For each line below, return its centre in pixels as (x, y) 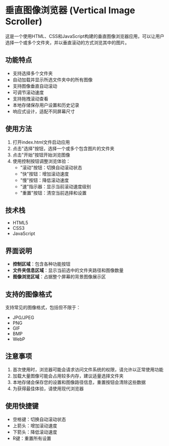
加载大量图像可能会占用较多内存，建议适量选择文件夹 (68, 375)
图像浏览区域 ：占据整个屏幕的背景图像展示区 (59, 277)
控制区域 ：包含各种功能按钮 (41, 264)
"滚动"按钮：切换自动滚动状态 (51, 167)
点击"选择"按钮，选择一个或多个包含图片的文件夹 (64, 148)
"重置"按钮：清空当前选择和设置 (53, 193)
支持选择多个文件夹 (33, 73)
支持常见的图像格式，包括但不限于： (43, 307)
